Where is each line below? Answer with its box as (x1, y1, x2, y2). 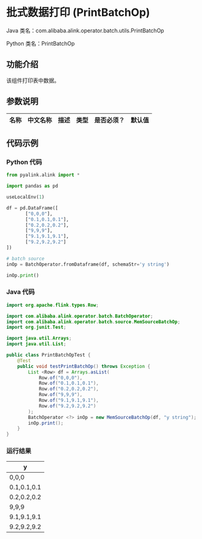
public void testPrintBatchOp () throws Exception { (17, 363, 150, 369)
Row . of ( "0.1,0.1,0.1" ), (38, 380, 99, 387)
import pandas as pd (6, 183, 59, 189)
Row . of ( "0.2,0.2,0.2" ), (38, 386, 99, 392)
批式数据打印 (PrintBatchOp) (6, 5, 150, 19)
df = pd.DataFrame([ (6, 205, 59, 211)
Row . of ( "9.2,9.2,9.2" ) (38, 403, 96, 409)
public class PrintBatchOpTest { (6, 352, 91, 358)
